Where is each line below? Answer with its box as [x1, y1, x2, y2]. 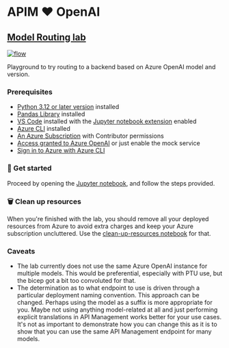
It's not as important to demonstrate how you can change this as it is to [16, 320, 217, 329]
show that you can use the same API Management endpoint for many [16, 327, 212, 336]
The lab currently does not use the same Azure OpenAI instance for [16, 262, 208, 271]
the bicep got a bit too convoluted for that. [16, 277, 137, 285]
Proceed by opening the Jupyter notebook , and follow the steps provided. [7, 179, 215, 187]
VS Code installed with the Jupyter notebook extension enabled [16, 117, 197, 125]
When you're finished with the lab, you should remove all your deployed [7, 214, 209, 223]
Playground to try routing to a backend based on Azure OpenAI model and [7, 63, 216, 71]
